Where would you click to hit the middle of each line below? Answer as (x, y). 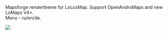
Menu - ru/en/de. (23, 18)
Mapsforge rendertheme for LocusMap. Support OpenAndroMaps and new (84, 7)
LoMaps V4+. (20, 12)
